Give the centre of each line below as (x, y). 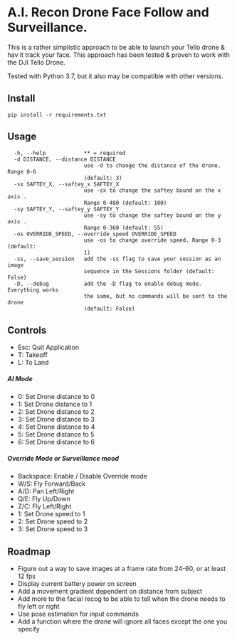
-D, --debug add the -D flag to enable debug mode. (108, 284)
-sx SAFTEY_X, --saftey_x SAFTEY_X (67, 184)
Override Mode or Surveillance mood (63, 458)
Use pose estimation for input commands (78, 614)
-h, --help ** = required (70, 153)
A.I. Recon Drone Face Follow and (109, 12)
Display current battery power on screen (77, 584)
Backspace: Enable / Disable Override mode (82, 476)
